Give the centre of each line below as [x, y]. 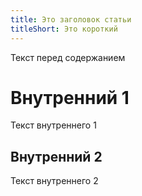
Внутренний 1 [70, 97]
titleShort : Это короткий [64, 29]
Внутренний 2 [56, 156]
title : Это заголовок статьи [71, 19]
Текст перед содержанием [68, 57]
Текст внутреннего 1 [53, 125]
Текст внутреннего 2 [54, 181]
